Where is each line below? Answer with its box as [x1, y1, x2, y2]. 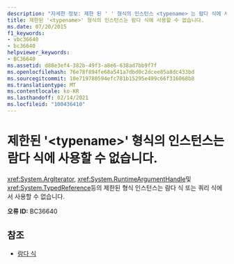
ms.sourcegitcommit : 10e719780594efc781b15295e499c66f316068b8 [7, 75, 195, 82]
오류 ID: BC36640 [7, 207, 58, 215]
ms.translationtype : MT [7, 81, 77, 88]
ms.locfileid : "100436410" [7, 101, 86, 108]
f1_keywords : [7, 29, 45, 37]
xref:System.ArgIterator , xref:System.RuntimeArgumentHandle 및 [7, 175, 192, 183]
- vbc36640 [7, 36, 39, 43]
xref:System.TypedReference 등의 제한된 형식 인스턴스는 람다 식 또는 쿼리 [7, 183, 210, 192]
